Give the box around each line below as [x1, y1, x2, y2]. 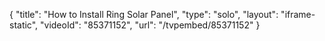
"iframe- [280, 9, 316, 20]
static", [9, 19, 39, 31]
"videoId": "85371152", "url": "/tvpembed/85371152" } [40, 19, 261, 31]
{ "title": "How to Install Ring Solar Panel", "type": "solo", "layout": [9, 9, 279, 20]
